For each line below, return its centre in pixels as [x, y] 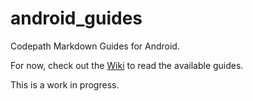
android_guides [76, 18]
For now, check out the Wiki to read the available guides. [127, 65]
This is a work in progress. [65, 84]
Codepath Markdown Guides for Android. [95, 46]
